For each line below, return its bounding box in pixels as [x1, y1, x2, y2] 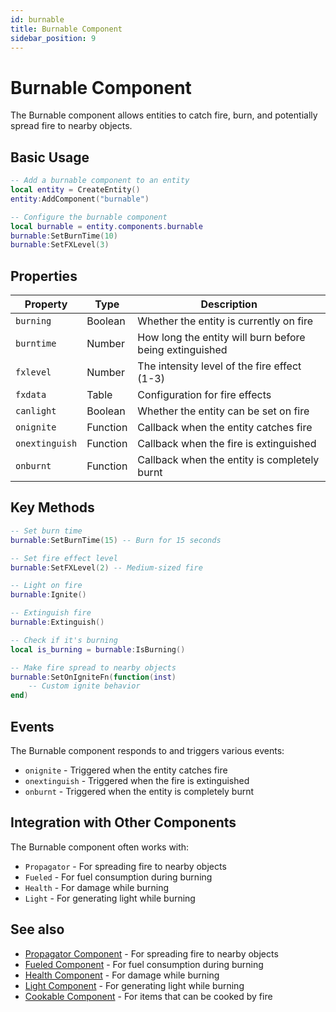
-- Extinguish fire [10, 608, 92, 618]
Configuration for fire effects [137, 388, 272, 402]
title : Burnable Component [10, 24, 123, 34]
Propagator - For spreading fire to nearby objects [24, 860, 227, 872]
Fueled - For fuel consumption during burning [24, 871, 213, 883]
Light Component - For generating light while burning [24, 979, 245, 991]
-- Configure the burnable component [10, 212, 168, 222]
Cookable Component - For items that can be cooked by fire [24, 990, 273, 1002]
